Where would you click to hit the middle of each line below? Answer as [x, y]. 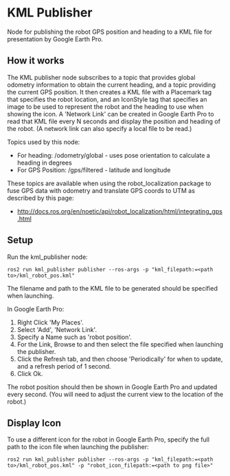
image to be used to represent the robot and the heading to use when [105, 106]
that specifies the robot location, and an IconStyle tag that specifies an [107, 99]
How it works [36, 61]
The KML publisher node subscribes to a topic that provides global [101, 77]
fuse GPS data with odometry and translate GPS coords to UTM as [101, 190]
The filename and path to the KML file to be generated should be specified [113, 288]
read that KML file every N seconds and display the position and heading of [114, 121]
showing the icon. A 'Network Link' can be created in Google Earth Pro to [111, 114]
